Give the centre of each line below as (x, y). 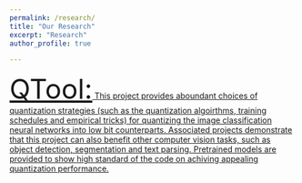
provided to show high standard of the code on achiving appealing (134, 159)
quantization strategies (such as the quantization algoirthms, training (138, 111)
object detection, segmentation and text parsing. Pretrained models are (143, 149)
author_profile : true (50, 43)
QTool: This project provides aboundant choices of (134, 89)
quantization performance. (59, 168)
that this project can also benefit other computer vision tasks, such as (140, 140)
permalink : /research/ (52, 18)
